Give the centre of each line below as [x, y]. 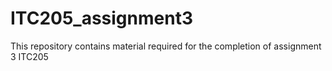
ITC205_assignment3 [101, 18]
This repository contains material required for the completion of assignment [166, 46]
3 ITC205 [29, 56]
